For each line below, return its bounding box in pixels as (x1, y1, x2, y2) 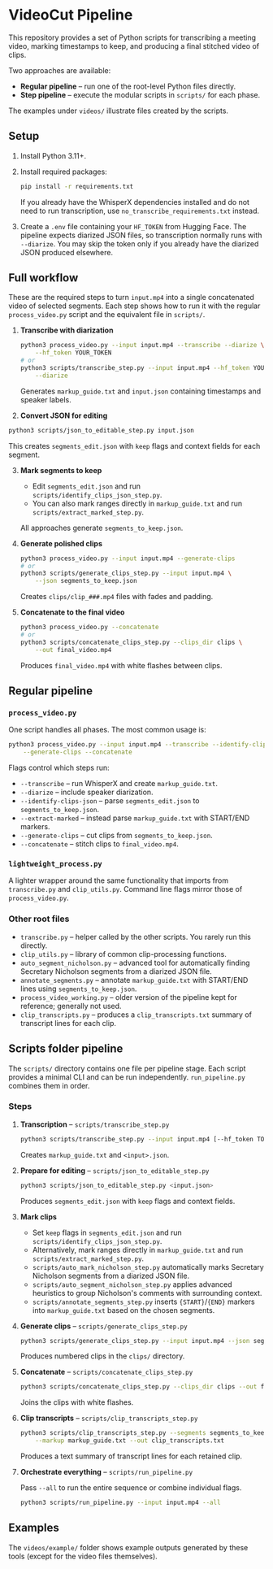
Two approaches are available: (8, 65, 111, 75)
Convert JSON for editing (19, 411, 108, 420)
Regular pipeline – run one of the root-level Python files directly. (19, 81, 236, 91)
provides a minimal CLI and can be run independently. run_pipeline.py (8, 1071, 245, 1082)
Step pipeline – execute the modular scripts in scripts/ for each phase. (19, 89, 261, 99)
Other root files (8, 913, 70, 924)
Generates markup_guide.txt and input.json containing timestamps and (19, 386, 262, 396)
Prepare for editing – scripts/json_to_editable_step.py (19, 1165, 210, 1176)
